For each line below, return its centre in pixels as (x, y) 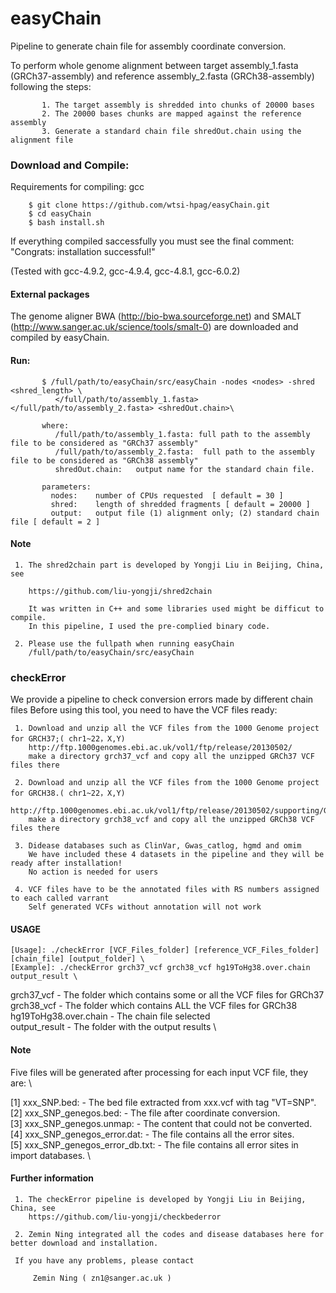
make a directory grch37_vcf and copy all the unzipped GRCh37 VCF (171, 757)
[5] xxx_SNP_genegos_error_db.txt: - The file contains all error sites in (154, 1144)
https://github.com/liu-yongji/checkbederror (125, 1217)
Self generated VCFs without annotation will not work (145, 907)
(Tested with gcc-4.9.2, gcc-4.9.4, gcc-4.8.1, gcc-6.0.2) (125, 271)
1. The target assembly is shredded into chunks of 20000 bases (178, 105)
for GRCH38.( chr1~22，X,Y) (68, 793)
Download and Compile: (70, 165)
